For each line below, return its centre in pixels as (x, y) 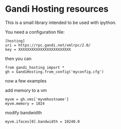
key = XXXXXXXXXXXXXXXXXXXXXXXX (38, 49)
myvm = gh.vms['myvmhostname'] (37, 99)
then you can (18, 58)
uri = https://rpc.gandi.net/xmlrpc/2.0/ (48, 45)
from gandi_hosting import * (35, 67)
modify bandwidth (24, 112)
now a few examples (26, 81)
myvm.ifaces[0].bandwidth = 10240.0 (42, 121)
